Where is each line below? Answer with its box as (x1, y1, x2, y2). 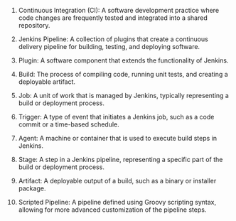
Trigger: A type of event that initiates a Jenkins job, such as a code (18, 113, 215, 121)
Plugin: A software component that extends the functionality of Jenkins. (18, 56, 229, 65)
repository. (18, 21, 50, 29)
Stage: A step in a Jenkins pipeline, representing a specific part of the (18, 156, 223, 163)
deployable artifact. (18, 77, 76, 86)
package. (18, 184, 46, 193)
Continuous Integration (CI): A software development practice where (18, 6, 220, 14)
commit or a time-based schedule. (18, 120, 119, 129)
